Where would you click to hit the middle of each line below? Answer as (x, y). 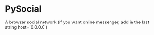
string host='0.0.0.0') (26, 27)
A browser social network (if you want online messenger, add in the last (77, 22)
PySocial (23, 9)
